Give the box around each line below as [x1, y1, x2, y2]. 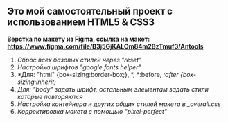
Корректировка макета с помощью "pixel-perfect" [17, 107, 168, 115]
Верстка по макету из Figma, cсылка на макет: [7, 35, 150, 43]
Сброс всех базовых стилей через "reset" [17, 55, 142, 64]
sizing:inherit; [17, 78, 57, 86]
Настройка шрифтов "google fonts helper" [17, 62, 141, 71]
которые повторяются [17, 92, 83, 101]
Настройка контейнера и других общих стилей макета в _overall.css [17, 100, 221, 108]
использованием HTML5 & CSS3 [7, 17, 155, 28]
